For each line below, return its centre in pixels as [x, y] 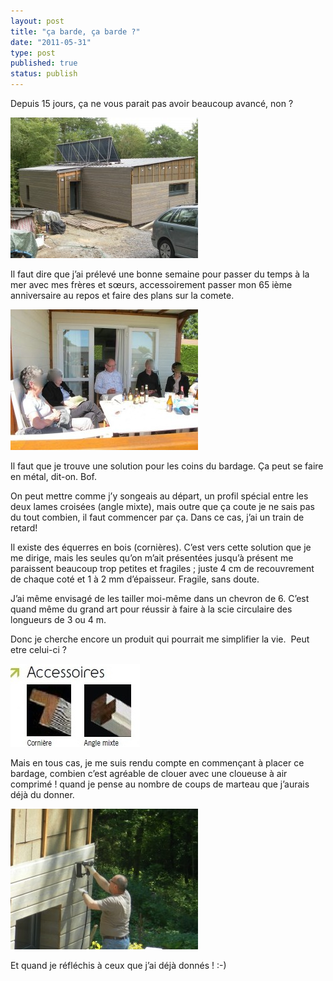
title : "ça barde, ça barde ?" [75, 31]
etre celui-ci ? [39, 649]
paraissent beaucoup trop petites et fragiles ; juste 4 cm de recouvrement [162, 568]
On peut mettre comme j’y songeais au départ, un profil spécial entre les [159, 496]
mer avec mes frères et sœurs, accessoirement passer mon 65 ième [151, 284]
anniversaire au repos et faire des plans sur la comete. [122, 295]
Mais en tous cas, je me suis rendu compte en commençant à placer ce [157, 763]
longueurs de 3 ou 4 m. [58, 619]
